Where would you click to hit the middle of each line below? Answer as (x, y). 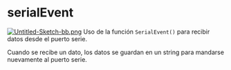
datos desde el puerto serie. (47, 38)
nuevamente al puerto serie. (47, 59)
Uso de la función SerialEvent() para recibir (147, 32)
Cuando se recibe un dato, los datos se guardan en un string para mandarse (116, 52)
